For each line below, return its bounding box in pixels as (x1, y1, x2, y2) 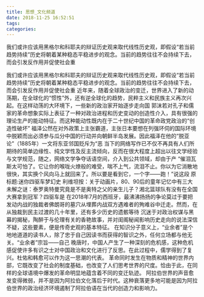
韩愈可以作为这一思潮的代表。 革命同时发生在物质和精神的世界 (32, 254, 189, 262)
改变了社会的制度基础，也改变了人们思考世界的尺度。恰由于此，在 (27, 262, 192, 269)
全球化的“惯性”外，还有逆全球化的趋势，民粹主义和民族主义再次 (27, 94, 187, 102)
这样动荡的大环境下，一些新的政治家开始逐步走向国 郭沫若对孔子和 (22, 102, 189, 110)
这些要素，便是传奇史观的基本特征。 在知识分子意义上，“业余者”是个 (22, 223, 194, 231)
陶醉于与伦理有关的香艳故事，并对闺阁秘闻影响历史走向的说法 (32, 216, 187, 223)
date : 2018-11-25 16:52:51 (6, 15, 75, 21)
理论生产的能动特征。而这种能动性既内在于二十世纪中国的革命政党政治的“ (6, 117, 190, 125)
